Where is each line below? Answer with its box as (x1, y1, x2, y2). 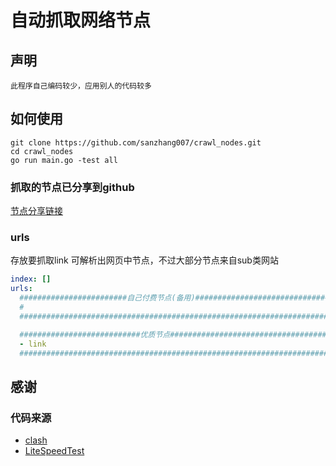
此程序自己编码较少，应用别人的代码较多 (10, 81, 152, 91)
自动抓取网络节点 (10, 9, 152, 32)
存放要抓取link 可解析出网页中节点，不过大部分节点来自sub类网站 (10, 254, 279, 266)
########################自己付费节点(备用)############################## (19, 293, 330, 303)
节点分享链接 (10, 205, 63, 217)
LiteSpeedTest (24, 445, 85, 457)
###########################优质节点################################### (19, 329, 327, 340)
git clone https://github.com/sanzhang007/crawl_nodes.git (10, 137, 262, 148)
